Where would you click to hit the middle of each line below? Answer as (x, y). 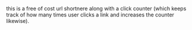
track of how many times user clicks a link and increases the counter (90, 15)
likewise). (18, 21)
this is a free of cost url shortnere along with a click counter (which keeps (96, 9)
